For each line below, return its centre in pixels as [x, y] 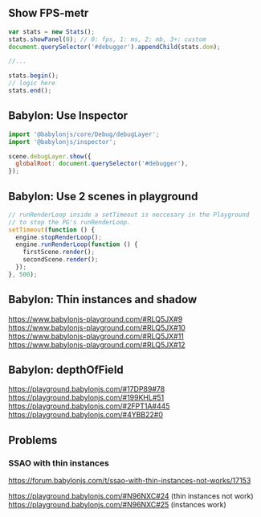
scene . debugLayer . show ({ [50, 156]
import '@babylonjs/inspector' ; [62, 142]
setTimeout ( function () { [51, 230]
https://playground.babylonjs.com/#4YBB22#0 [86, 415]
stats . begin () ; [34, 76]
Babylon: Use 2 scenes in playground [103, 196]
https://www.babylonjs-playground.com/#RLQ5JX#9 [96, 319]
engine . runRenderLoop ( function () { [77, 244]
